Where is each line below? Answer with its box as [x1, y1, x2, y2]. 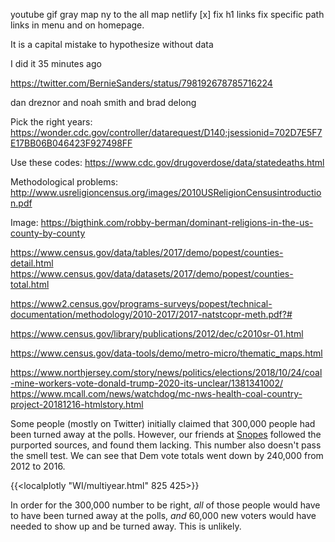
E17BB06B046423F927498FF [10, 137, 133, 149]
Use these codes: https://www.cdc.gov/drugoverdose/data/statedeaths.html [10, 157, 325, 168]
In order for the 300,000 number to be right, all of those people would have [10, 499, 321, 511]
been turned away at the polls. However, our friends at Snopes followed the [10, 429, 322, 440]
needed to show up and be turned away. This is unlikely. [10, 520, 242, 532]
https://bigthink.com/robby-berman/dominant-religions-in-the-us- [40, 217, 314, 228]
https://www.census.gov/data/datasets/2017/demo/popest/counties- [10, 268, 294, 279]
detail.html [10, 257, 54, 269]
